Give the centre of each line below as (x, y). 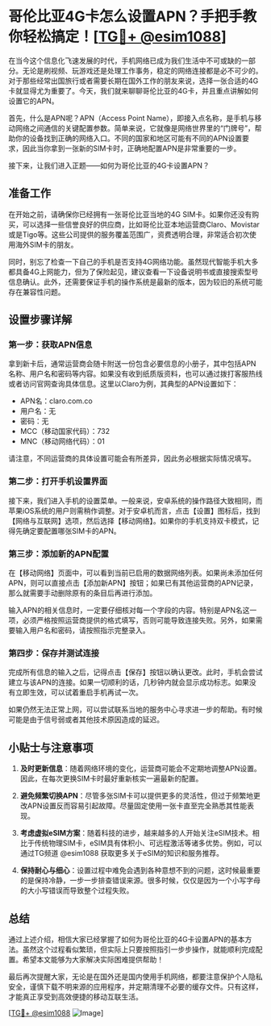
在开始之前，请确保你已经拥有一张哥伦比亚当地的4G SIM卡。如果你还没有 (130, 214)
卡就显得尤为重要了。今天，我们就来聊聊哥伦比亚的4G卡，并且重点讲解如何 (133, 90)
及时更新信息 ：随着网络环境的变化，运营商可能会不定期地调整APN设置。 (140, 769)
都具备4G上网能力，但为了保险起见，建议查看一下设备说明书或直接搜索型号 (133, 272)
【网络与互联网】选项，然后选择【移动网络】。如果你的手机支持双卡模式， (130, 520)
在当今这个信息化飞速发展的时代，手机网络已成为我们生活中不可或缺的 (125, 60)
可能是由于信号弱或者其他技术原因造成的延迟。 (86, 719)
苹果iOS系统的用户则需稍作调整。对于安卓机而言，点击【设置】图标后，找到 (134, 511)
